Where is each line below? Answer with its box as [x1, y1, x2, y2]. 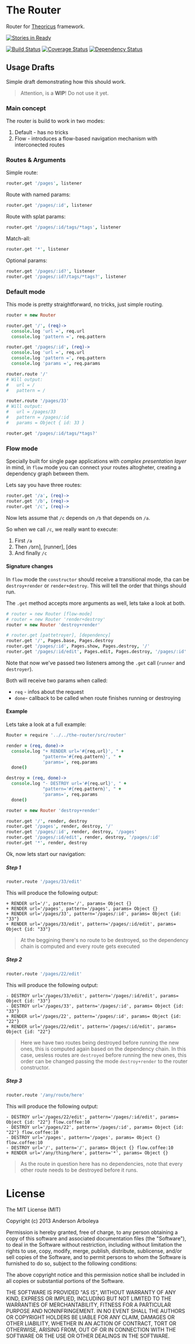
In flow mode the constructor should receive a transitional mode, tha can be [6, 575, 190, 583]
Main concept [6, 104, 46, 112]
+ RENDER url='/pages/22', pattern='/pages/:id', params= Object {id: [6, 1013, 182, 1019]
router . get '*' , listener [6, 246, 69, 252]
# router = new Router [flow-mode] [6, 610, 93, 617]
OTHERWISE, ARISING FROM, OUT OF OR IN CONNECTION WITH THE [6, 1326, 176, 1333]
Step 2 [6, 956, 22, 963]
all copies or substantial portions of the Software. [6, 1278, 124, 1285]
